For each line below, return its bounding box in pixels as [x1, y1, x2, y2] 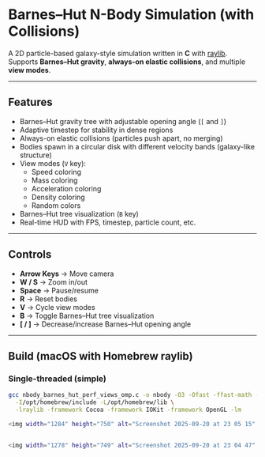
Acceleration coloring [31, 183, 102, 193]
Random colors [31, 200, 81, 210]
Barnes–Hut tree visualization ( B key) [19, 209, 140, 218]
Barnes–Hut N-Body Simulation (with [8, 6, 255, 24]
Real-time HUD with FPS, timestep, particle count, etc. [19, 217, 196, 227]
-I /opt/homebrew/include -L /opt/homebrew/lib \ [15, 398, 175, 406]
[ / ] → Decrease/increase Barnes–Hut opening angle [19, 319, 192, 329]
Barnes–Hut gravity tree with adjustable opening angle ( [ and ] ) [19, 116, 227, 126]
